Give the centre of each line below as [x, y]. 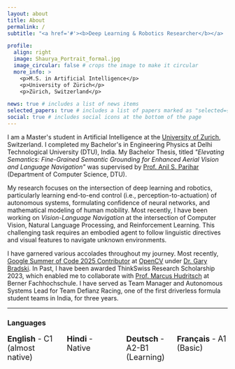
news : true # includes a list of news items [73, 104]
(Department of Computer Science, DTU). [67, 174]
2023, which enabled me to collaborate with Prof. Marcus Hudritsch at [108, 276]
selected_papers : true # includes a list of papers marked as [100, 111]
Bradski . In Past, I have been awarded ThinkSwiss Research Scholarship [111, 268]
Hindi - [80, 339]
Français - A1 [202, 339]
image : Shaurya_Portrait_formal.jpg [67, 59]
